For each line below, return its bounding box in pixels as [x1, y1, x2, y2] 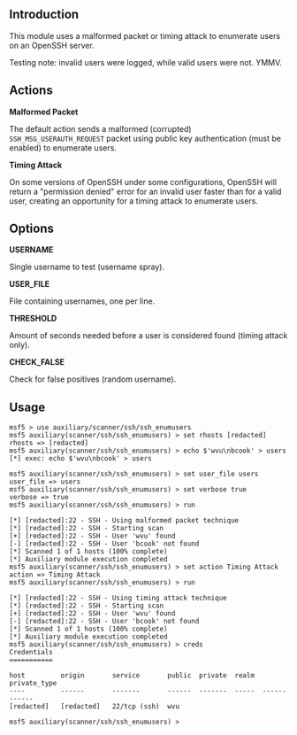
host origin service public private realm [9, 671, 255, 680]
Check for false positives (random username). [9, 374, 177, 384]
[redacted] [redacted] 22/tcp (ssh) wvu [9, 702, 179, 711]
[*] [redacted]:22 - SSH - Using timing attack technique [9, 593, 227, 603]
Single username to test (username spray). [9, 261, 165, 273]
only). [9, 340, 31, 351]
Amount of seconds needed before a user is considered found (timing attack [9, 330, 288, 341]
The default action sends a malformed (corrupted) [9, 123, 192, 134]
